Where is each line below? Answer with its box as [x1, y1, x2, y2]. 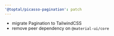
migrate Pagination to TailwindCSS [11, 20, 82, 26]
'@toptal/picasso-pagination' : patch [4, 7, 82, 12]
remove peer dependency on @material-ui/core [11, 25, 109, 31]
